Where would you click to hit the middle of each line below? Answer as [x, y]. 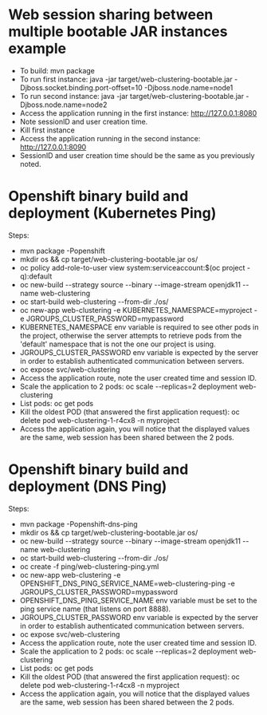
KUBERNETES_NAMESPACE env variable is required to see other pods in [139, 327]
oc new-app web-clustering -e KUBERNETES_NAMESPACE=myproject [136, 310]
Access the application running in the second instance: [110, 138]
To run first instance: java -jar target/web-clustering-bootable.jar [126, 79]
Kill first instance [47, 130]
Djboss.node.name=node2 [63, 105]
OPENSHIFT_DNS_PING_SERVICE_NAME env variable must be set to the [138, 600]
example [37, 49]
